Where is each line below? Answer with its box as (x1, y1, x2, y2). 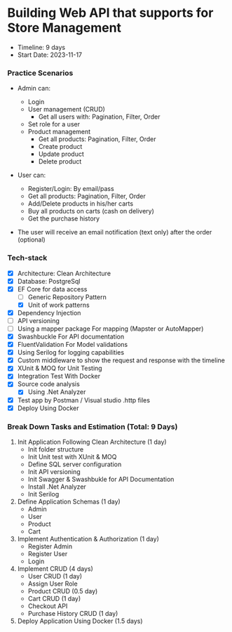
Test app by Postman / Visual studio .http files (17, 395, 151, 404)
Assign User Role (27, 579, 79, 588)
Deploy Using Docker (17, 404, 79, 412)
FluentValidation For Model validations (17, 341, 128, 349)
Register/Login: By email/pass (27, 185, 114, 193)
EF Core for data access (17, 284, 88, 293)
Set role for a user (27, 120, 81, 129)
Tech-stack (7, 253, 48, 263)
